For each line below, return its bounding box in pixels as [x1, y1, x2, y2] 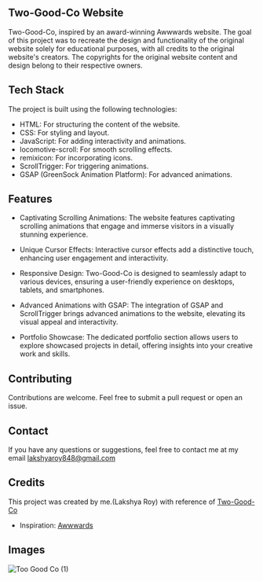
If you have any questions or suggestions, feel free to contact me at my [8, 445, 239, 454]
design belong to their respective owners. [8, 61, 143, 70]
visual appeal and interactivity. [19, 318, 119, 327]
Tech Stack [8, 83, 64, 97]
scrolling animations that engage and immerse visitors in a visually [19, 222, 234, 231]
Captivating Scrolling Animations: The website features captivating [19, 213, 236, 222]
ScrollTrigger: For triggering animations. [19, 161, 149, 171]
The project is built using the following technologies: [8, 104, 177, 113]
